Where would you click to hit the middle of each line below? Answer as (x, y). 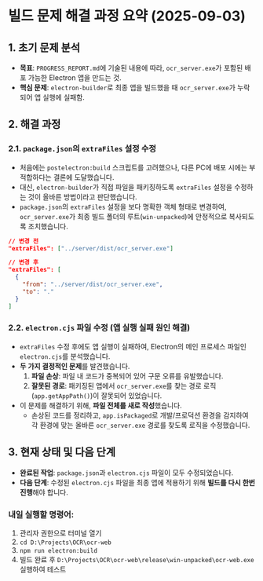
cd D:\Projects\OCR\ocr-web (65, 543)
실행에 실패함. (64, 97)
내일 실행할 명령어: (41, 514)
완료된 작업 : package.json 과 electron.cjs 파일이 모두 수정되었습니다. (126, 473)
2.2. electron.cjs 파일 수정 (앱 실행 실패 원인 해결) (99, 328)
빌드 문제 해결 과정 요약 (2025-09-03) (127, 16)
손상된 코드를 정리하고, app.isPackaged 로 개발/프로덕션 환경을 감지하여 (140, 415)
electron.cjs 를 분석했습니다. (65, 356)
